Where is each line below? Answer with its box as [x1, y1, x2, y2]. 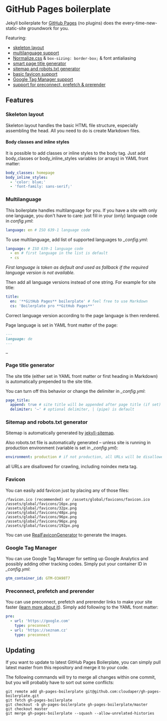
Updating [5, 646, 35, 654]
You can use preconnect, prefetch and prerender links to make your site [5, 599, 153, 605]
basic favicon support [12, 71, 57, 77]
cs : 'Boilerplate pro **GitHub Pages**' [10, 303, 95, 308]
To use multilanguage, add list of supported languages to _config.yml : [5, 237, 148, 242]
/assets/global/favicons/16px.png [5, 501, 77, 506]
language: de [5, 336, 33, 342]
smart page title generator [12, 60, 66, 66]
